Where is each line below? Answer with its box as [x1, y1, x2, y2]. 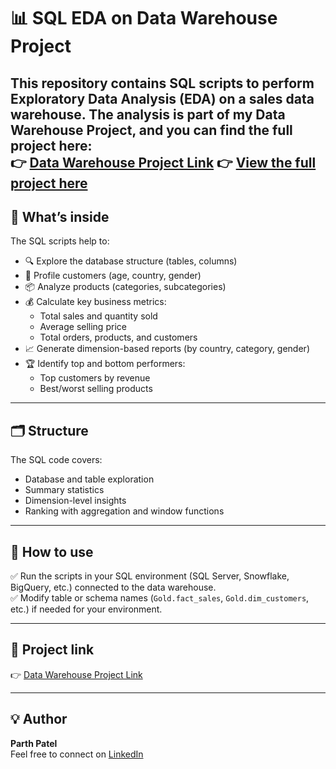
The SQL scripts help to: [10, 235, 110, 247]
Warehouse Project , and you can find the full [10, 121, 293, 139]
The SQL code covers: [10, 454, 103, 466]
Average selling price [39, 321, 127, 333]
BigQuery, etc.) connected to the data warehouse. [10, 581, 217, 594]
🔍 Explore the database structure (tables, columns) [24, 255, 238, 267]
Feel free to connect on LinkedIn [10, 748, 144, 760]
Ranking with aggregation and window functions [24, 505, 225, 517]
